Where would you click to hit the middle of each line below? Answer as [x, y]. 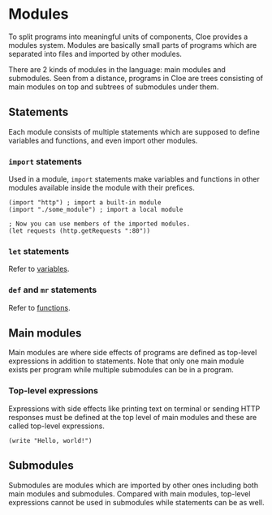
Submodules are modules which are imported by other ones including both [133, 485]
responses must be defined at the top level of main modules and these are [133, 417]
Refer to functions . [39, 307]
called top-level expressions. [57, 426]
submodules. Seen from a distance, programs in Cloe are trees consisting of [136, 78]
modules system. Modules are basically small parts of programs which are [133, 45]
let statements [39, 251]
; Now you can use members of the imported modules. [99, 224]
